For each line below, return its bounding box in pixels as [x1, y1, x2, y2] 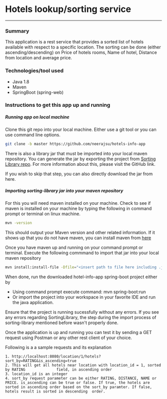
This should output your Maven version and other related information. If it [5, 230, 155, 236]
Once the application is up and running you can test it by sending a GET [5, 330, 153, 336]
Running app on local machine [5, 114, 70, 120]
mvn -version [5, 221, 32, 226]
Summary [5, 27, 30, 34]
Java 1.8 [12, 78, 30, 84]
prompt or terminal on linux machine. [5, 211, 81, 217]
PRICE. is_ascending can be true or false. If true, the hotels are [5, 381, 150, 386]
